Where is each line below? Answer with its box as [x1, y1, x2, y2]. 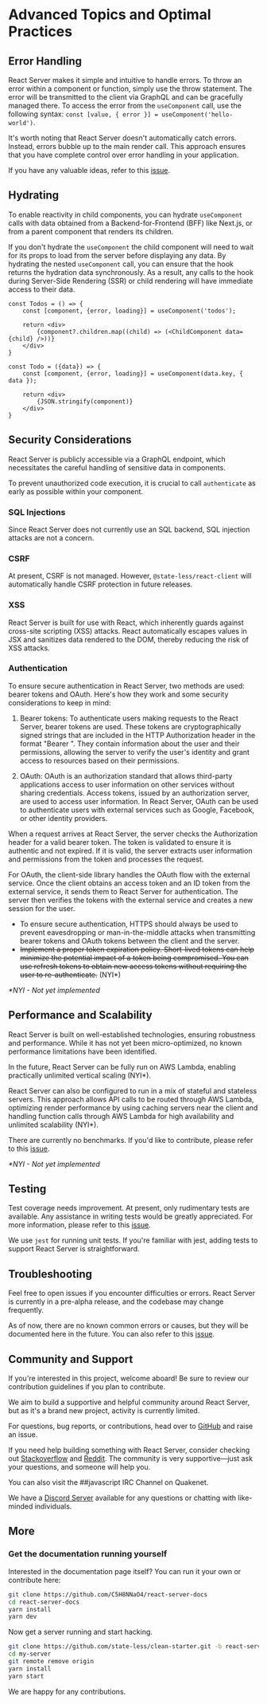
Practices [8, 22, 73, 41]
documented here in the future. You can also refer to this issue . [8, 1329, 215, 1339]
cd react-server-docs [8, 1598, 80, 1606]
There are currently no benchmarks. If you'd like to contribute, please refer [8, 1135, 253, 1145]
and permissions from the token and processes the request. [8, 854, 204, 864]
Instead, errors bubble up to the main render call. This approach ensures [8, 142, 246, 151]
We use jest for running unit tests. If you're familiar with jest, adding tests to [8, 1235, 258, 1245]
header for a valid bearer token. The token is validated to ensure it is [8, 837, 232, 846]
